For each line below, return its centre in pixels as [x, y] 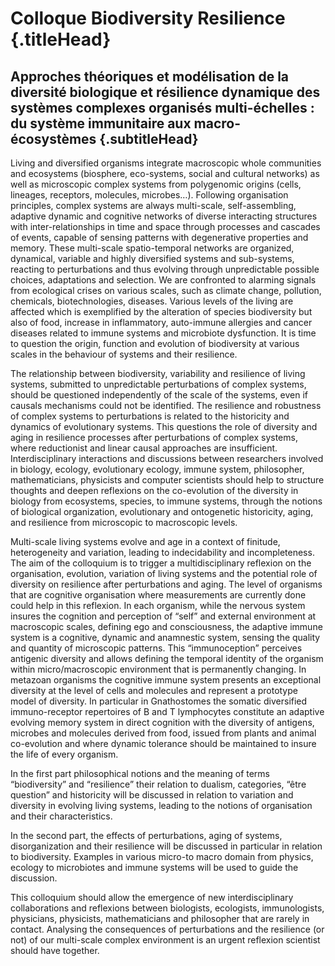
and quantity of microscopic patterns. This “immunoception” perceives [156, 648]
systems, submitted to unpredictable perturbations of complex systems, [158, 384]
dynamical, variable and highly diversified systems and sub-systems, [152, 258]
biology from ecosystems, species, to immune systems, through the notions [166, 501]
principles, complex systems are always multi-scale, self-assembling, [153, 205]
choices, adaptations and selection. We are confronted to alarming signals [163, 280]
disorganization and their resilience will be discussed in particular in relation [166, 846]
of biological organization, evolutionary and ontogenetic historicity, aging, [162, 511]
